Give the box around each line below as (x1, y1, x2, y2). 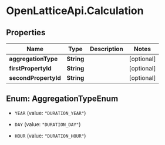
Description (90, 45, 123, 53)
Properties (6, 28, 46, 38)
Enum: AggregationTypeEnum (6, 94, 119, 104)
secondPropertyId (9, 74, 61, 82)
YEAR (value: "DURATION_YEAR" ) (14, 109, 86, 116)
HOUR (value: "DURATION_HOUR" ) (14, 132, 86, 139)
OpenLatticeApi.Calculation (6, 4, 144, 18)
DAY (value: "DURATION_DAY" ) (14, 120, 81, 127)
